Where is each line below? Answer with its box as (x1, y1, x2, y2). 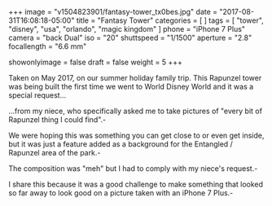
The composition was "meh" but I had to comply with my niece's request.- (8, 164, 258, 173)
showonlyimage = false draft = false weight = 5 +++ (8, 57, 183, 67)
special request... (8, 90, 67, 100)
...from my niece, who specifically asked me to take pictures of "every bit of (8, 106, 263, 116)
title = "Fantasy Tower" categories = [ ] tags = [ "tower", (76, 15, 265, 25)
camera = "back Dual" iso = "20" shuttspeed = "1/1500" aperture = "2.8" (8, 33, 252, 42)
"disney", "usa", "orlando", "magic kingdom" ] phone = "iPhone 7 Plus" (8, 24, 246, 33)
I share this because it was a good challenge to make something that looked (8, 179, 263, 189)
